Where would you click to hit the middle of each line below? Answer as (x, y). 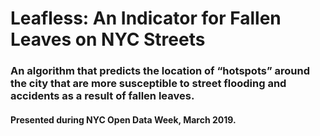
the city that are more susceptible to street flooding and (148, 84)
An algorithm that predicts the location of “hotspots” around (160, 71)
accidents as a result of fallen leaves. (102, 96)
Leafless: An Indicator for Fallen (146, 18)
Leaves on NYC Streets (108, 39)
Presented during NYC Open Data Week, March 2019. (123, 119)
